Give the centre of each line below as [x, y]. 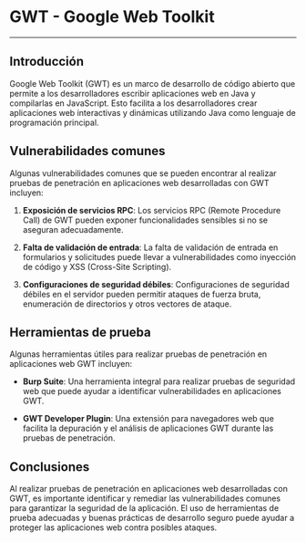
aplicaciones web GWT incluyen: [71, 364]
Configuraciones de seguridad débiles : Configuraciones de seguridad [156, 284]
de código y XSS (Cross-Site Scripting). [97, 266]
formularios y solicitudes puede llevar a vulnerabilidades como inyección [159, 256]
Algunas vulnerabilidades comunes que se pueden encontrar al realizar [143, 173]
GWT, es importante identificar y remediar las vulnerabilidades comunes [145, 498]
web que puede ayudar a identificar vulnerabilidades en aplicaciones [152, 391]
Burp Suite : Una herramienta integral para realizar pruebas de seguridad [159, 381]
